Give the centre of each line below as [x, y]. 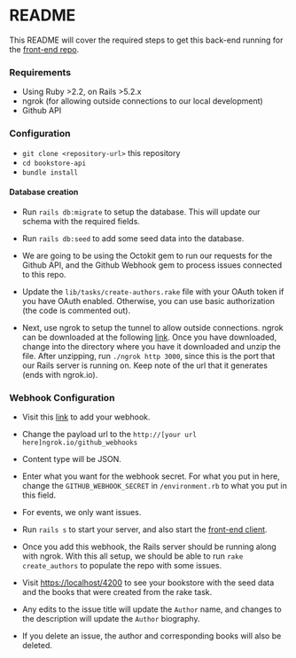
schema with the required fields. [81, 221]
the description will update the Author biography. [111, 619]
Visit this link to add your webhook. [86, 417]
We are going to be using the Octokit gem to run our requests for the [147, 255]
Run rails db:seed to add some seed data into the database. [133, 238]
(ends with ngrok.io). [60, 374]
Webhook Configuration [62, 397]
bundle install [50, 172]
